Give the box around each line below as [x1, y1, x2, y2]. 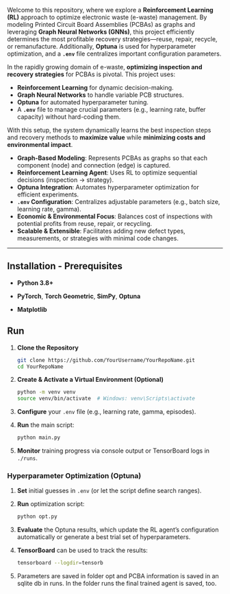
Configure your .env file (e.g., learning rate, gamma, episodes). [16, 408, 196, 416]
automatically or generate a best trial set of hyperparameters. [16, 533, 191, 541]
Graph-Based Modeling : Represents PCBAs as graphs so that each [16, 154, 207, 162]
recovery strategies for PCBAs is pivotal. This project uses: [7, 70, 176, 78]
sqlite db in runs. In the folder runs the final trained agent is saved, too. [16, 580, 217, 588]
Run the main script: [16, 421, 75, 429]
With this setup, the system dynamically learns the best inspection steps [7, 126, 212, 134]
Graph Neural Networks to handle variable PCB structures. [16, 91, 184, 99]
